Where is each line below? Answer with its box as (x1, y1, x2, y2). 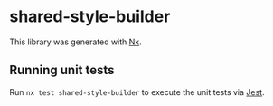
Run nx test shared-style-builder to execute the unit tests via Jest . (9, 86, 265, 97)
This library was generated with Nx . (9, 36, 142, 47)
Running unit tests (9, 63, 115, 78)
